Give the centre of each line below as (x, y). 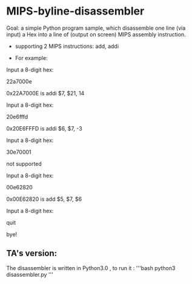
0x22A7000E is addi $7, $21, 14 (45, 93)
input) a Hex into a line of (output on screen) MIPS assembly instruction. (96, 34)
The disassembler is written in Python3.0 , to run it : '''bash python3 (91, 268)
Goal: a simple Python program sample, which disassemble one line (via (96, 28)
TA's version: (32, 253)
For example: (31, 58)
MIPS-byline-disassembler (75, 11)
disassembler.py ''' (30, 274)
